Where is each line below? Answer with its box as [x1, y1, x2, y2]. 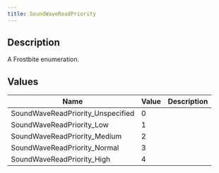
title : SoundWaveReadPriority [7, 10, 97, 18]
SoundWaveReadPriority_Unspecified [11, 109, 135, 119]
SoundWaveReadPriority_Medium [11, 131, 122, 141]
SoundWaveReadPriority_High [11, 155, 111, 165]
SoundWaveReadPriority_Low [11, 120, 109, 130]
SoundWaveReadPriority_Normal [11, 143, 119, 153]
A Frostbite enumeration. [7, 55, 80, 64]
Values [7, 76, 39, 88]
